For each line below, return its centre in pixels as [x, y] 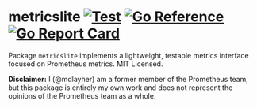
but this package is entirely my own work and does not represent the [121, 88]
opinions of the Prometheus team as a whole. [82, 95]
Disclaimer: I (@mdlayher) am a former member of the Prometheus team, [128, 79]
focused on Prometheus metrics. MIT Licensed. [86, 64]
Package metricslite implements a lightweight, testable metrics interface [128, 55]
